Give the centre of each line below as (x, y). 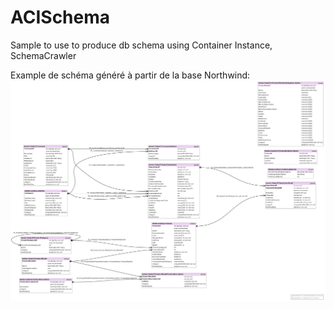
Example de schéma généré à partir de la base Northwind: (130, 75)
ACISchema (60, 17)
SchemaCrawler (43, 55)
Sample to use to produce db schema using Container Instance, (141, 45)
